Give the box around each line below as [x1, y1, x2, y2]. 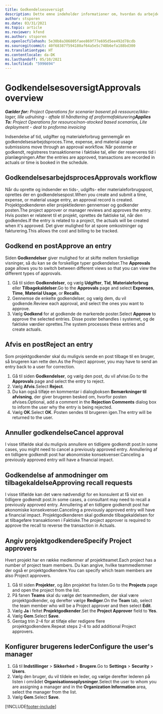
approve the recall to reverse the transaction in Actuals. [5, 522, 116, 528]
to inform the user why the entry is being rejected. [12, 404, 113, 410]
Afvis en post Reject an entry [5, 340, 93, 349]
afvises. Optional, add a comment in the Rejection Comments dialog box [12, 399, 157, 405]
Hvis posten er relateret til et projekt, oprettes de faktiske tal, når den [5, 212, 143, 218]
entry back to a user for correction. [5, 363, 75, 370]
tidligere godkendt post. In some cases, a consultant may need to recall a [5, 497, 150, 502]
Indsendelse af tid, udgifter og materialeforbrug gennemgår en [5, 134, 130, 140]
